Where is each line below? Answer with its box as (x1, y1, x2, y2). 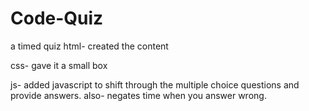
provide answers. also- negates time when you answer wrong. (10, 89, 267, 101)
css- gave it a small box (10, 59, 108, 71)
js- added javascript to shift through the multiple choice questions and (10, 78, 300, 91)
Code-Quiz (10, 7, 104, 30)
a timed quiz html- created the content (10, 40, 169, 52)
